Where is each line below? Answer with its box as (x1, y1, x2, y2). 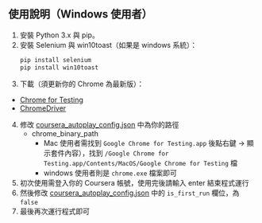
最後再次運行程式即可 (19, 206, 90, 216)
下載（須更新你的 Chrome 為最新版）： (19, 79, 144, 88)
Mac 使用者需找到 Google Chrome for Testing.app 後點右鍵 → (43, 138, 245, 147)
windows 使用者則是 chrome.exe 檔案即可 (43, 168, 177, 178)
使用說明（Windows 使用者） (8, 7, 152, 22)
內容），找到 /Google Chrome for (64, 148, 169, 158)
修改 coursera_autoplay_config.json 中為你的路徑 (19, 119, 179, 129)
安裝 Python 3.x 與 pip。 (19, 30, 99, 40)
